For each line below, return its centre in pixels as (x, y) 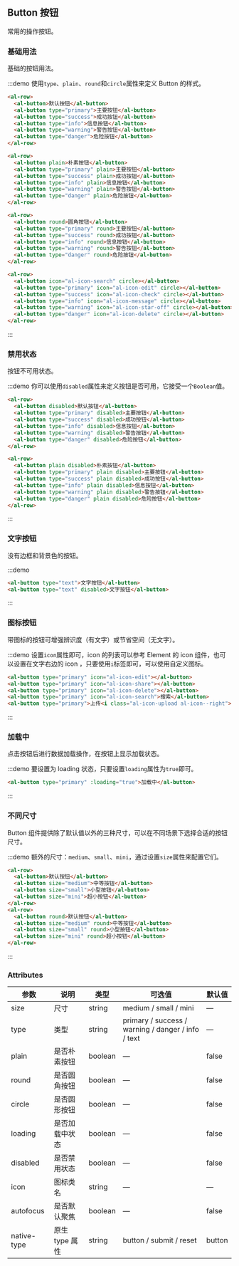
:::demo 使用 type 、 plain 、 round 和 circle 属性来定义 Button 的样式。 (106, 83)
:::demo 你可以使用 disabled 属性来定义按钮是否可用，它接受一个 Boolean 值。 (118, 386)
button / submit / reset (160, 1240)
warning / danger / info (161, 1030)
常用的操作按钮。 (32, 31)
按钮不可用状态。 (32, 371)
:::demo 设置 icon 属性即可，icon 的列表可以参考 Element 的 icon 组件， (111, 654)
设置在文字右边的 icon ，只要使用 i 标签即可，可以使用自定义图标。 (110, 664)
